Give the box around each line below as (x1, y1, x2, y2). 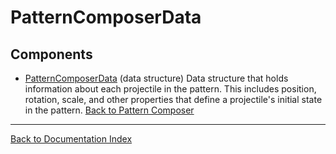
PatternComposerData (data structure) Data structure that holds (24, 72, 289, 84)
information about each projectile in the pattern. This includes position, (24, 83, 317, 95)
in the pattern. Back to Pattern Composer (24, 104, 195, 116)
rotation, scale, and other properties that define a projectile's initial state (24, 94, 323, 105)
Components (10, 46, 93, 63)
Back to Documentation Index (10, 133, 133, 145)
